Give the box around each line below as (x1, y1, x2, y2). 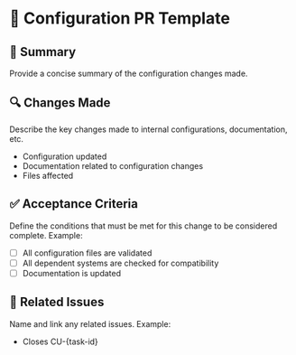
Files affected (22, 170, 74, 181)
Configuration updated (22, 151, 107, 162)
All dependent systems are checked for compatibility (22, 257, 219, 268)
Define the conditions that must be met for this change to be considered (9, 220, 278, 231)
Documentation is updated (22, 267, 122, 278)
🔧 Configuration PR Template (9, 8, 230, 29)
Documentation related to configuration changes (22, 160, 204, 171)
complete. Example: (9, 229, 83, 240)
